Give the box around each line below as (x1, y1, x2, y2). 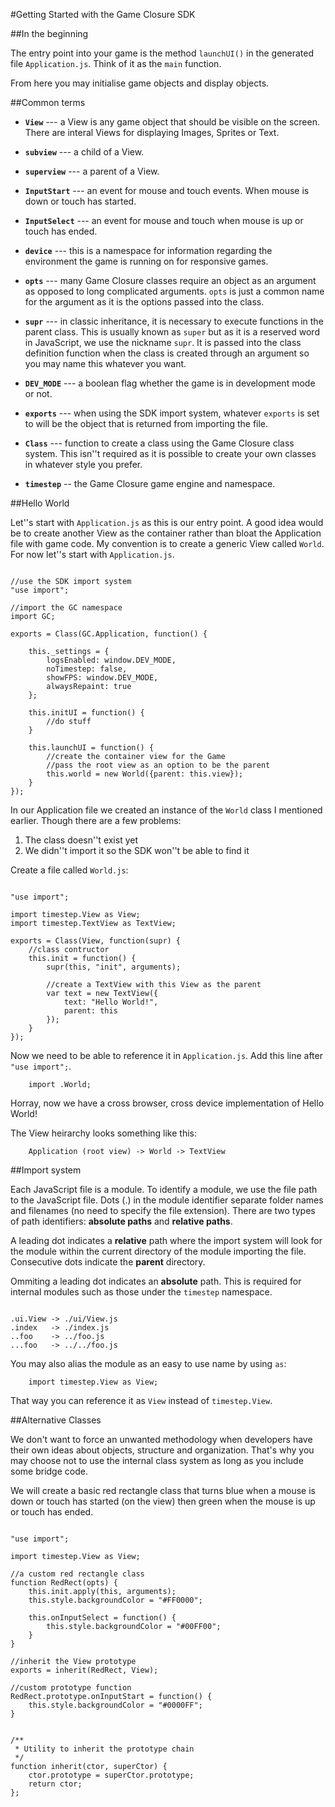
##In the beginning (10, 28, 89, 39)
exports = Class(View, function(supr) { (10, 936, 182, 946)
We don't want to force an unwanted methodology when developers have (10, 1434, 313, 1445)
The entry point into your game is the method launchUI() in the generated (10, 47, 315, 59)
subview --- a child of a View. (24, 146, 145, 158)
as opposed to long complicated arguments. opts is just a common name (24, 285, 325, 297)
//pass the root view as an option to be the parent (46, 760, 271, 770)
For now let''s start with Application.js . (10, 549, 175, 560)
